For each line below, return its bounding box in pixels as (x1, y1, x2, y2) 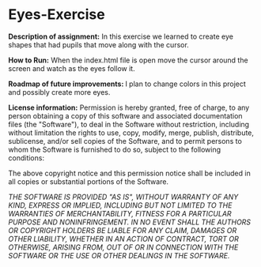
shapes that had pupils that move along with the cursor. (8, 39, 190, 49)
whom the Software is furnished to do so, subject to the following (8, 145, 221, 154)
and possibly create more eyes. (8, 87, 111, 96)
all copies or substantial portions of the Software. (8, 176, 168, 186)
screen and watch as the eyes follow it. (8, 63, 136, 73)
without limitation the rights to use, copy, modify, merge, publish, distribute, (8, 128, 255, 137)
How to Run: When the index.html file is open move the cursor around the (8, 55, 248, 65)
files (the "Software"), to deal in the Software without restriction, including (8, 119, 250, 129)
